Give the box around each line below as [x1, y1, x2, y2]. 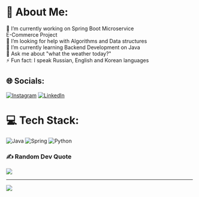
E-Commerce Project [6, 31, 57, 38]
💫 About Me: [6, 5, 69, 19]
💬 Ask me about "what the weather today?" [6, 50, 111, 57]
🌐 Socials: [6, 76, 45, 86]
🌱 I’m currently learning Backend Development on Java [6, 44, 140, 51]
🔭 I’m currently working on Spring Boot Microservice [6, 25, 134, 32]
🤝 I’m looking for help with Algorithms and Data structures [6, 37, 147, 44]
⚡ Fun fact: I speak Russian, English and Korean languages [6, 56, 149, 64]
